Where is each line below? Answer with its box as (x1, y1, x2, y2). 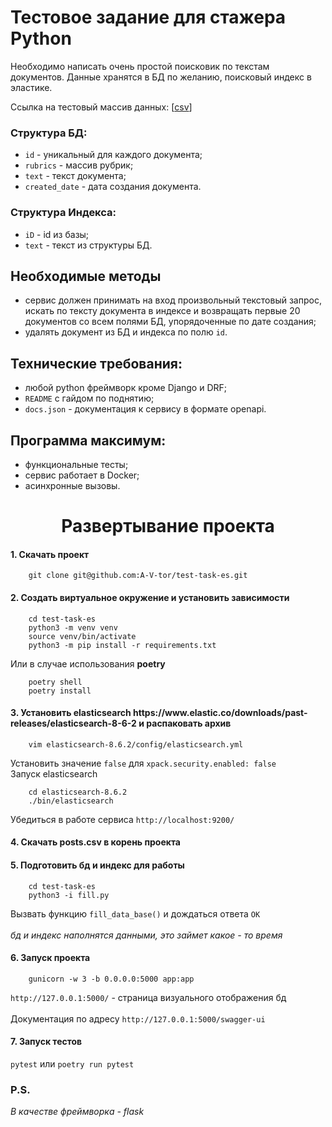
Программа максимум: (10, 432, 167, 449)
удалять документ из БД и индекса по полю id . (24, 326, 228, 338)
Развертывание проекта (61, 515, 275, 538)
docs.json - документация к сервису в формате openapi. (24, 403, 267, 415)
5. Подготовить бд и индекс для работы (10, 859, 185, 871)
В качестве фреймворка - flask (10, 1106, 145, 1118)
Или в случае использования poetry (10, 657, 166, 670)
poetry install (28, 686, 92, 696)
